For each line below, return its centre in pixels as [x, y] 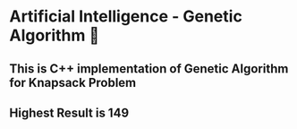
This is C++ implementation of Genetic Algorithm [149, 69]
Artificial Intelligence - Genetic [126, 17]
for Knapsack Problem [73, 82]
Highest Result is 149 [69, 112]
